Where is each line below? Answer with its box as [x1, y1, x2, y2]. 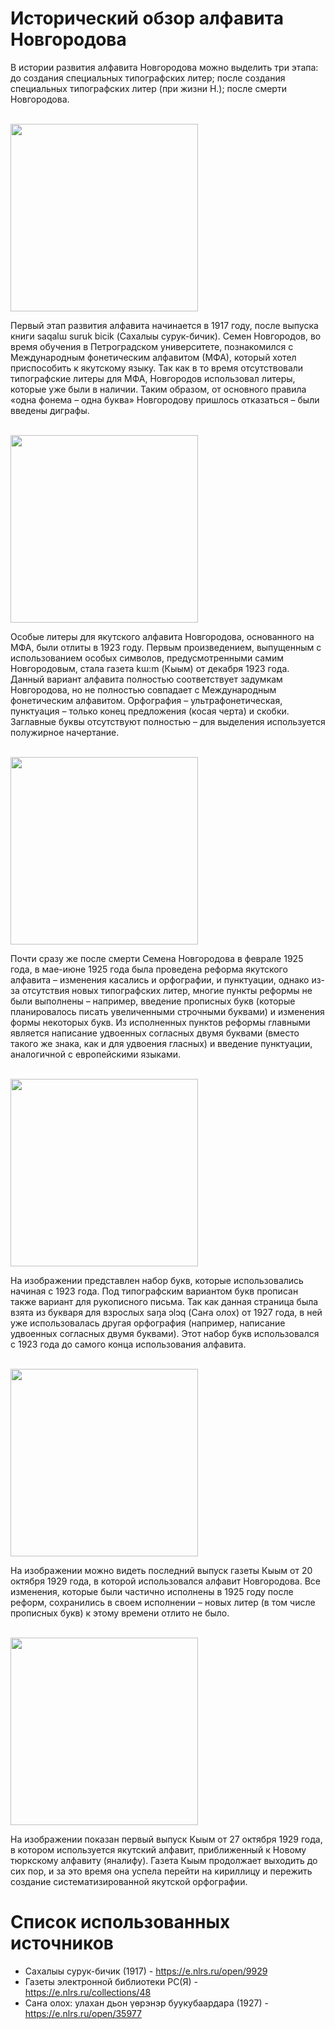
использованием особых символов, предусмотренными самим [10, 652, 285, 664]
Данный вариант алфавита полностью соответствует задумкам [10, 673, 283, 685]
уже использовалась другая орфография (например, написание [10, 1317, 286, 1329]
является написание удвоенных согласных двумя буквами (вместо [10, 1027, 300, 1039]
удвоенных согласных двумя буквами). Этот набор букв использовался [10, 1327, 320, 1339]
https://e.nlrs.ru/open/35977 [24, 2007, 142, 2019]
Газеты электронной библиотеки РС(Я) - [24, 1975, 198, 1987]
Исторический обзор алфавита [10, 7, 284, 30]
